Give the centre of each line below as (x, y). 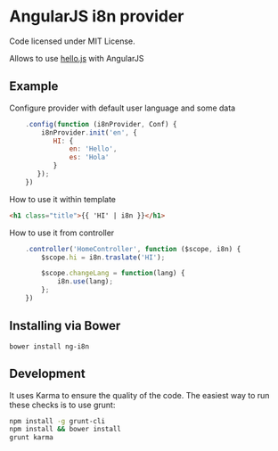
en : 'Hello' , (93, 149)
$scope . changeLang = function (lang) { (113, 274)
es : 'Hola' (89, 158)
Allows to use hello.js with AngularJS (77, 58)
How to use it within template (62, 199)
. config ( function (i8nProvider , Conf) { (101, 124)
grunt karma (31, 438)
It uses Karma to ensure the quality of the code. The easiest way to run (139, 395)
